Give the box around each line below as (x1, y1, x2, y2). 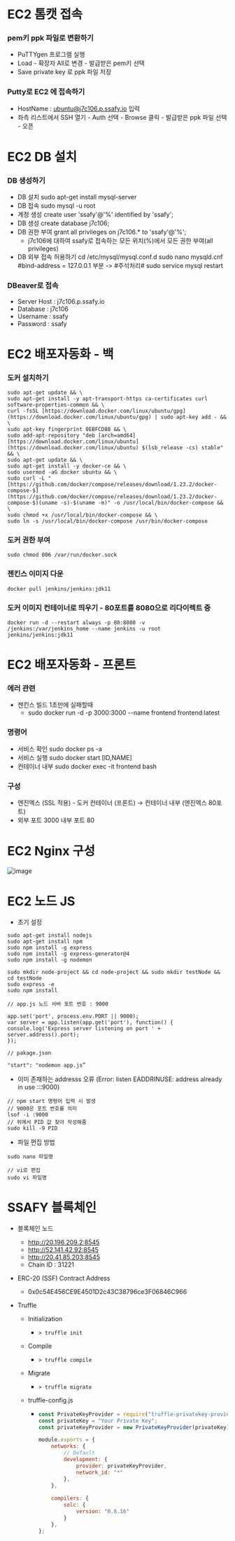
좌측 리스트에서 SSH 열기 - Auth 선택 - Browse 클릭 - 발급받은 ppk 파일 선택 (17, 113, 227, 121)
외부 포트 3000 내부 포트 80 (17, 816, 95, 824)
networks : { (51, 1443, 86, 1450)
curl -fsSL (7, 407, 39, 415)
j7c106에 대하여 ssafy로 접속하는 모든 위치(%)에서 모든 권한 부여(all (27, 237, 213, 245)
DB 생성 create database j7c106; (17, 219, 110, 227)
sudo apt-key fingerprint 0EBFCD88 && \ (7, 426, 127, 433)
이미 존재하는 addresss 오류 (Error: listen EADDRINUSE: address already (17, 1075, 222, 1083)
